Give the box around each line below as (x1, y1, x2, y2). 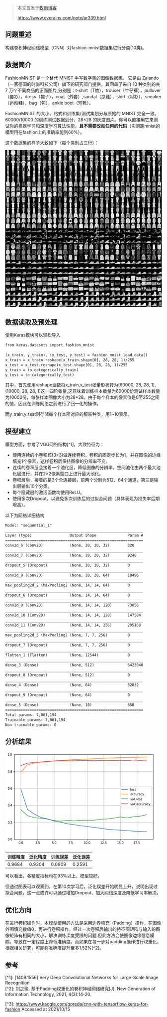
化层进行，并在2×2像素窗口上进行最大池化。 (12, 471, 104, 477)
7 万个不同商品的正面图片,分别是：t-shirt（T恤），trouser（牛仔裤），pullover (5, 87, 161, 93)
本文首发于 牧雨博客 (17, 5, 57, 10)
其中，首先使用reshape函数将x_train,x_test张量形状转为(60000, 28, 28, (5, 382, 151, 388)
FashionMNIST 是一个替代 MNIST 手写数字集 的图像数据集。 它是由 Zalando (5, 75, 159, 81)
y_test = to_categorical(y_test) (5, 372, 75, 378)
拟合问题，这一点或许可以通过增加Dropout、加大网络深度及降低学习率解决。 (5, 890, 162, 896)
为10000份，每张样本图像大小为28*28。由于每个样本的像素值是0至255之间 (5, 394, 160, 400)
